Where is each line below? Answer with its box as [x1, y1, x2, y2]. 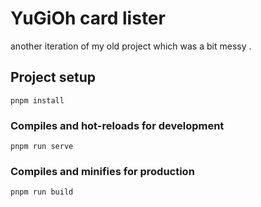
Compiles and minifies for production [10, 164, 195, 178]
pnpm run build [10, 187, 74, 197]
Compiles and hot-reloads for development [10, 118, 225, 132]
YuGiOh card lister [10, 7, 166, 30]
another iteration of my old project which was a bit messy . [10, 40, 252, 52]
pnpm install [10, 95, 65, 106]
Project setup [10, 69, 97, 86]
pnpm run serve [10, 142, 74, 152]
